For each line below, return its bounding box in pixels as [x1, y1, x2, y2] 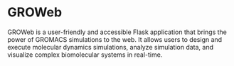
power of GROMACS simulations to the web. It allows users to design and [7, 35, 223, 43]
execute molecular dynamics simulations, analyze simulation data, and [7, 43, 214, 51]
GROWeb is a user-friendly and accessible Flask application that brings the [7, 28, 228, 36]
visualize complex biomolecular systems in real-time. [7, 50, 163, 59]
